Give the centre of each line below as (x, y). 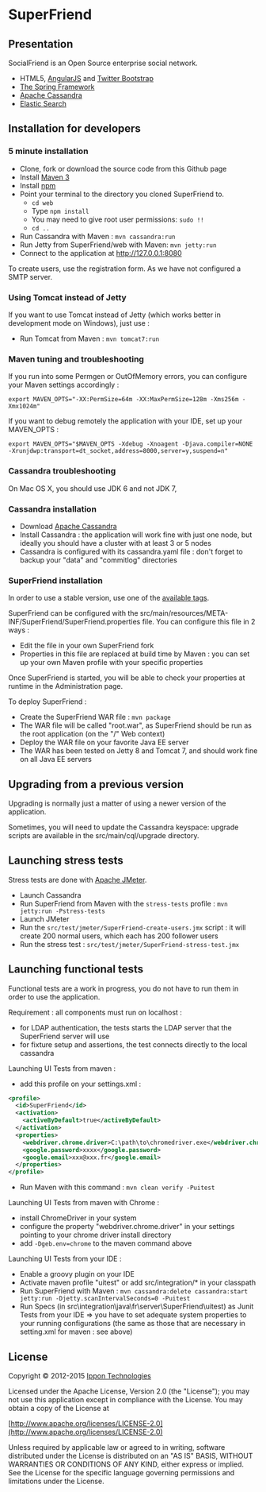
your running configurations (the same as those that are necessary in (132, 1324)
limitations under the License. (56, 1481)
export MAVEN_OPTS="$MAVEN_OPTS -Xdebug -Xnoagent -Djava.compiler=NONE (131, 444)
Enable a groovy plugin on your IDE (77, 1274)
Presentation (41, 44)
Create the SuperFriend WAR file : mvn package (95, 717)
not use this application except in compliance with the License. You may (125, 1400)
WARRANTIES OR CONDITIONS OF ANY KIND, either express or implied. (126, 1464)
